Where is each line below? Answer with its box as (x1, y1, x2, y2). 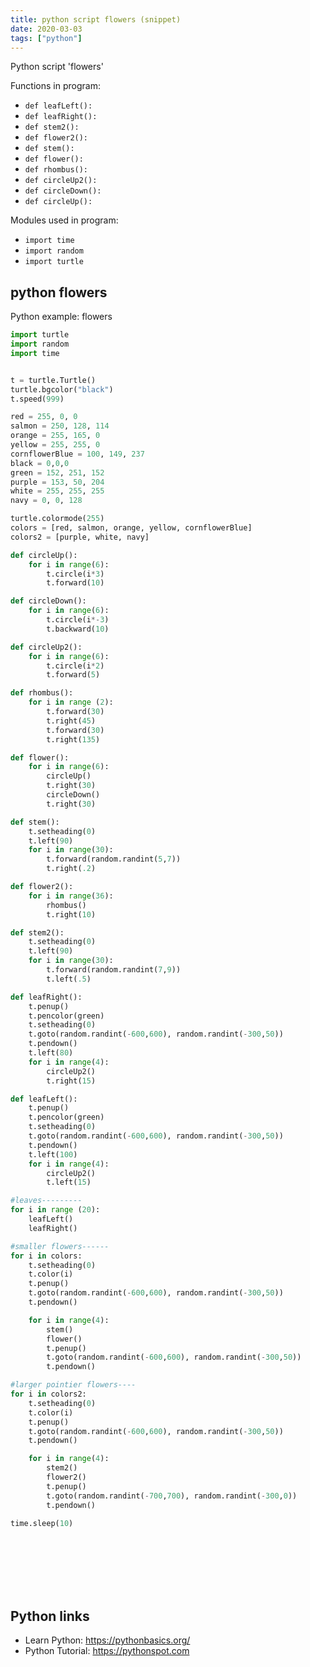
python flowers (10, 284, 108, 301)
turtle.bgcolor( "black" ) (10, 384, 114, 395)
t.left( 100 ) (28, 1149, 78, 1160)
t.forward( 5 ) (46, 670, 101, 680)
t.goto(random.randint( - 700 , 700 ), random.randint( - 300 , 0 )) (46, 1491, 298, 1501)
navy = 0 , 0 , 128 (10, 496, 83, 506)
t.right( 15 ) (46, 1076, 97, 1086)
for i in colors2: (10, 1389, 87, 1400)
